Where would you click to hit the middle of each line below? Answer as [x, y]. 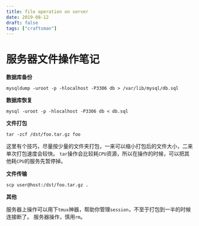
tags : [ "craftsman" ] [32, 28]
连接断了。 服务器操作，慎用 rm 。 [46, 217]
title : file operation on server [47, 12]
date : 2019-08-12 [28, 17]
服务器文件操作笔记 [53, 59]
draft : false [22, 23]
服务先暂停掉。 [48, 161]
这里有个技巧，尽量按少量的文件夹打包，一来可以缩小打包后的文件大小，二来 [99, 146]
